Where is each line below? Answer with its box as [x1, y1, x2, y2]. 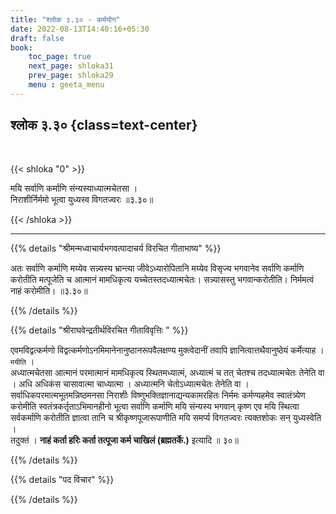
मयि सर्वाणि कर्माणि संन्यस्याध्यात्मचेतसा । [10, 182, 138, 194]
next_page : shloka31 [28, 61, 114, 71]
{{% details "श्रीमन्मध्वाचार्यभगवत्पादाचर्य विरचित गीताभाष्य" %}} [10, 242, 222, 254]
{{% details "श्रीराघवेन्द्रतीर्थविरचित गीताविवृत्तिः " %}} [10, 324, 189, 336]
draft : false [10, 33, 65, 43]
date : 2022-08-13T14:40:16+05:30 [10, 24, 150, 34]
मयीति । [10, 355, 35, 367]
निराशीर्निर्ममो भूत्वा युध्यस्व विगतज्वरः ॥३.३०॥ [10, 193, 154, 205]
